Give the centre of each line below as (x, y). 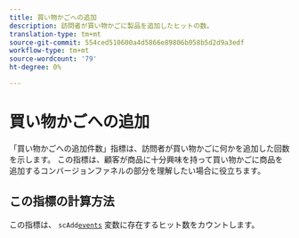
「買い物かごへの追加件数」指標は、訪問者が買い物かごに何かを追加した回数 (149, 148)
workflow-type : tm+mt (49, 51)
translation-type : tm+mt (55, 34)
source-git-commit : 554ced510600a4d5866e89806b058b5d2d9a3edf (127, 42)
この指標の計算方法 (62, 201)
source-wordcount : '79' (53, 59)
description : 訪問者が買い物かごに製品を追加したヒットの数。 (111, 26)
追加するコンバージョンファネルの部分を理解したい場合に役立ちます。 (137, 170)
